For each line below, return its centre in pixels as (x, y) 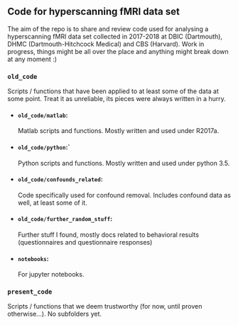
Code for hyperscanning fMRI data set (93, 12)
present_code (30, 292)
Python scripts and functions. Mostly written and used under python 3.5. (124, 163)
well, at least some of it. (52, 203)
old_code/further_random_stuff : (65, 219)
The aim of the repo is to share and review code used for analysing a (108, 28)
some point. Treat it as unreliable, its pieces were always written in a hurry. (117, 99)
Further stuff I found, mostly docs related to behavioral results (108, 235)
